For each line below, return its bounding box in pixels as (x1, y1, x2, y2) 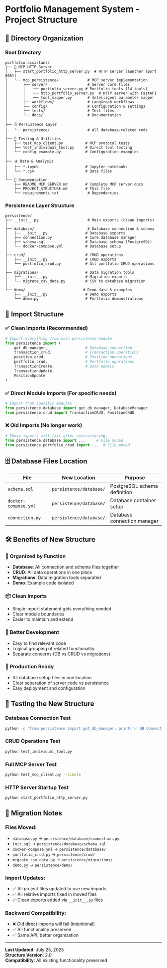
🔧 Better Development (5, 629, 60, 636)
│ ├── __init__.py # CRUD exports (5, 257, 117, 262)
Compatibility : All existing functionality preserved (5, 958, 108, 964)
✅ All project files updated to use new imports (12, 885, 107, 891)
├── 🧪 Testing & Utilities (5, 136, 61, 141)
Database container (110, 497, 157, 504)
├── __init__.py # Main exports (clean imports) (5, 218, 155, 223)
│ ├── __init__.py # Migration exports (5, 274, 128, 280)
